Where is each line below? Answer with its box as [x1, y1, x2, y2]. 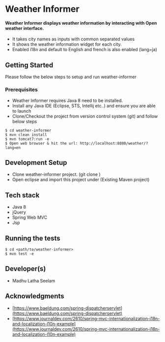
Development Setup [5, 158, 67, 167]
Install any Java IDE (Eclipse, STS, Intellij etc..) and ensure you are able [12, 102, 156, 109]
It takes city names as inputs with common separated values [12, 36, 135, 42]
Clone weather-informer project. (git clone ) [12, 171, 101, 178]
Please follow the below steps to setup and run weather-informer [5, 74, 137, 80]
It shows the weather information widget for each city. [12, 41, 122, 47]
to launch [12, 108, 31, 114]
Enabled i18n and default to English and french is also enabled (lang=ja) [12, 47, 157, 53]
